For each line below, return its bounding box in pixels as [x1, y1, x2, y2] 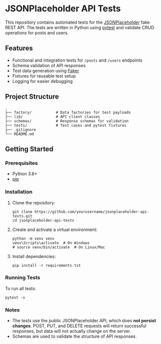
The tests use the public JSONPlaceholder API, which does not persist [12, 318, 156, 324]
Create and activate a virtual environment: [12, 227, 97, 232]
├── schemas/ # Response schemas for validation [5, 118, 129, 123]
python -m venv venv [12, 236, 55, 241]
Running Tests [5, 274, 40, 281]
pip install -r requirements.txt [12, 263, 81, 268]
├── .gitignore [5, 127, 36, 132]
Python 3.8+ [12, 171, 38, 177]
